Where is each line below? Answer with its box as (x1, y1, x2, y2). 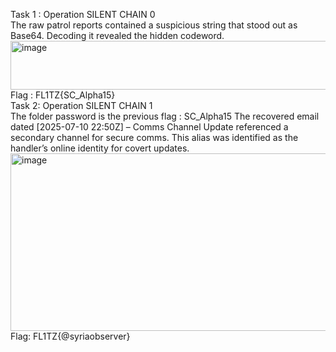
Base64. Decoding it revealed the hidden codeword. (10, 30, 225, 41)
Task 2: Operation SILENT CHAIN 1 (10, 100, 153, 111)
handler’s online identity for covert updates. (10, 142, 190, 154)
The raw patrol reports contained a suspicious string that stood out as (10, 19, 298, 31)
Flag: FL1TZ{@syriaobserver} (10, 330, 131, 342)
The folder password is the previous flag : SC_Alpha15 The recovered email (10, 110, 320, 122)
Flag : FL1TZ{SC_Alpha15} (10, 89, 116, 101)
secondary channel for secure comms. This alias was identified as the (10, 132, 299, 143)
